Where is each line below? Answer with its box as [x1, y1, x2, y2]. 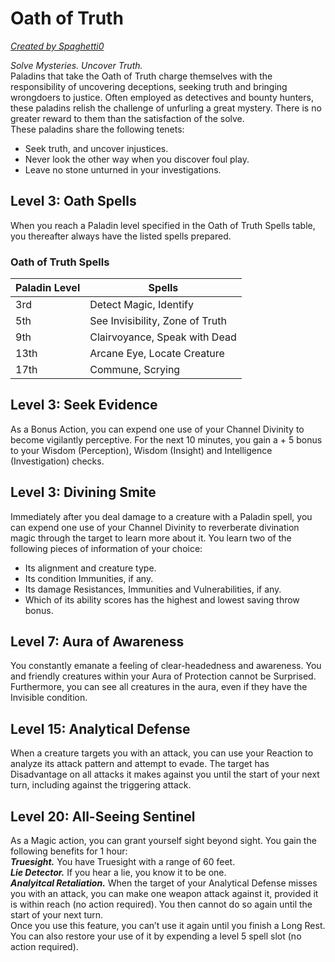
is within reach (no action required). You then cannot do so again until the [10, 898, 313, 911]
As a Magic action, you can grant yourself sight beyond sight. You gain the [10, 835, 317, 847]
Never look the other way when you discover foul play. [24, 153, 250, 165]
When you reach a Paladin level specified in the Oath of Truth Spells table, [10, 219, 316, 231]
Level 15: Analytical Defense [10, 720, 191, 737]
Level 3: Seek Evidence [10, 397, 158, 414]
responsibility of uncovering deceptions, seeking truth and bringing [10, 80, 288, 92]
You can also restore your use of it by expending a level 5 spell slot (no [10, 930, 302, 942]
